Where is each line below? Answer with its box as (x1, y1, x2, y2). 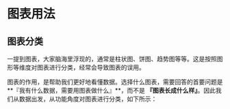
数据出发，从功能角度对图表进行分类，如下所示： (18, 95, 157, 103)
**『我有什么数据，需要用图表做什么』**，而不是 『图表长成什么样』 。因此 (7, 87, 216, 94)
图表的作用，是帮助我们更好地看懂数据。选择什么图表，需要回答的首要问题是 (7, 78, 223, 86)
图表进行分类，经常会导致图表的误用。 (36, 63, 145, 72)
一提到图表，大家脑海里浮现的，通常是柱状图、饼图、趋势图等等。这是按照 (7, 55, 217, 63)
